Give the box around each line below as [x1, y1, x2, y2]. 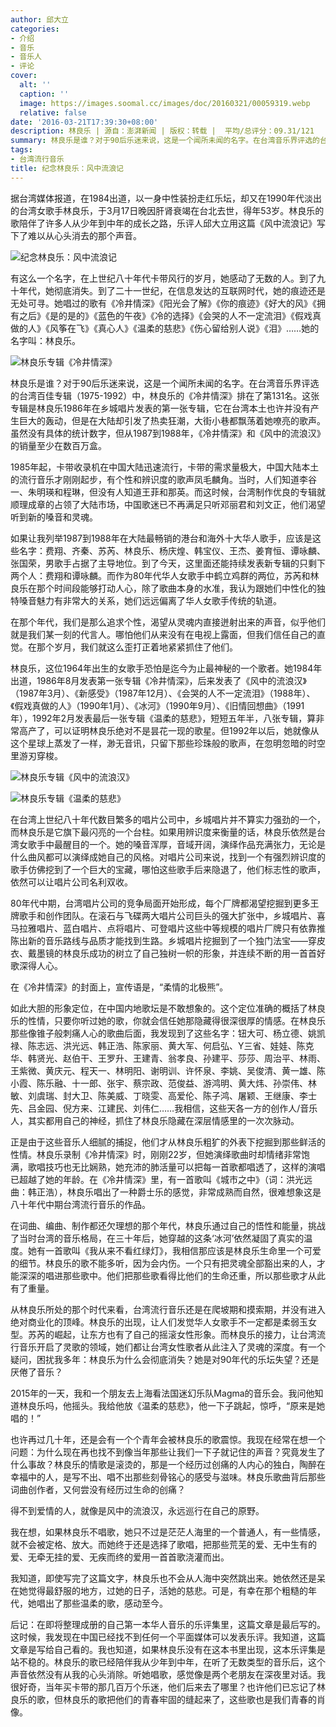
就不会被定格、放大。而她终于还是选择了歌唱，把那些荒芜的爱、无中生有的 [10, 1538, 317, 1550]
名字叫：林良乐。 [10, 334, 81, 346]
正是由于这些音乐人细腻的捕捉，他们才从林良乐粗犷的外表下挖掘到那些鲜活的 [10, 1136, 326, 1148]
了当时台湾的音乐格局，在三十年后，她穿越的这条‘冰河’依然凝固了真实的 [10, 1232, 305, 1244]
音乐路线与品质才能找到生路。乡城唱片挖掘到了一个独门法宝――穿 [44, 934, 317, 946]
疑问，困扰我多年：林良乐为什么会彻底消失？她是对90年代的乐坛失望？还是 [10, 1353, 320, 1365]
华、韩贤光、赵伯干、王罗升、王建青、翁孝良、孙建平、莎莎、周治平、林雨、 [10, 1052, 326, 1064]
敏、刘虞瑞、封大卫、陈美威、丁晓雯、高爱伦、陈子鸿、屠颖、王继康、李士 [10, 1089, 317, 1101]
